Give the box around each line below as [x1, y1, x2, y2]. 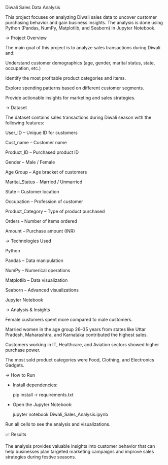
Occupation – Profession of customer [5, 198, 83, 205]
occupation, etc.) [5, 65, 41, 71]
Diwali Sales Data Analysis [5, 5, 60, 10]
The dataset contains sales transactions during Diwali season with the [5, 114, 152, 120]
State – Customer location [5, 189, 59, 194]
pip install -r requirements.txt [12, 392, 74, 397]
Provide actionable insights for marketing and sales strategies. [5, 95, 136, 101]
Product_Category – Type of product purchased [5, 208, 105, 214]
